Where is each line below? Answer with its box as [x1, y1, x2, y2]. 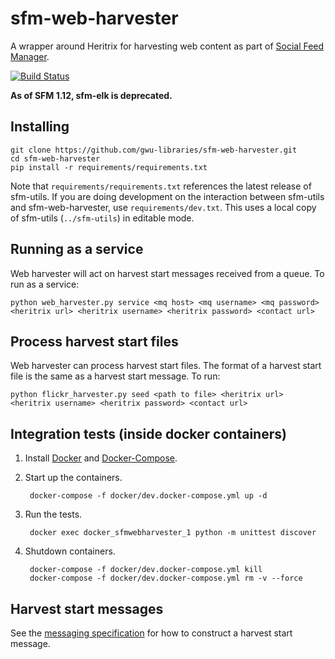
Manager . [10, 50, 50, 62]
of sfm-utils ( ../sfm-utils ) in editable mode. [10, 212, 195, 224]
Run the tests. [24, 508, 83, 521]
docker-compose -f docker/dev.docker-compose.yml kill [29, 565, 263, 575]
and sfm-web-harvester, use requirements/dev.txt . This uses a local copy [10, 201, 317, 213]
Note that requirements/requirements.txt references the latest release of [10, 180, 312, 192]
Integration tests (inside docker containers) [10, 425, 287, 442]
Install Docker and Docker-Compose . [24, 452, 178, 464]
